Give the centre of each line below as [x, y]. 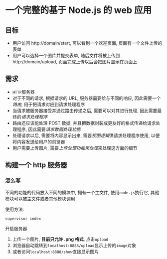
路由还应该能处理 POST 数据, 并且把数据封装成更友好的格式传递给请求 [84, 123]
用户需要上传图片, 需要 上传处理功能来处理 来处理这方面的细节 [75, 148]
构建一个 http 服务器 [36, 165]
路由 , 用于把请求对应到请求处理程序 [49, 104]
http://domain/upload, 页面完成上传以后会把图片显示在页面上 [75, 62]
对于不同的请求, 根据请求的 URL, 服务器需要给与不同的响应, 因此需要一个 [86, 98]
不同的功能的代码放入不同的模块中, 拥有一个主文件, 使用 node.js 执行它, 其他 [82, 192]
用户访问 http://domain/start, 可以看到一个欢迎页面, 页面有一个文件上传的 [87, 43]
